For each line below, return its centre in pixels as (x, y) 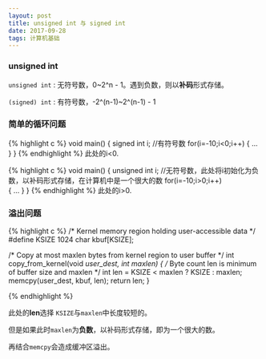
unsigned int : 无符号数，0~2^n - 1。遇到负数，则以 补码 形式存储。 (118, 84)
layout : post (30, 16)
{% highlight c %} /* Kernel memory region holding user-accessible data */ (132, 231)
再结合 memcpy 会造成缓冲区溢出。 (61, 347)
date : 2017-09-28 (37, 30)
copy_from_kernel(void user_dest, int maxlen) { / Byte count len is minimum (133, 264)
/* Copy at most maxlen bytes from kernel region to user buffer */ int (121, 255)
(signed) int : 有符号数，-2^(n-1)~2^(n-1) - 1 (82, 102)
